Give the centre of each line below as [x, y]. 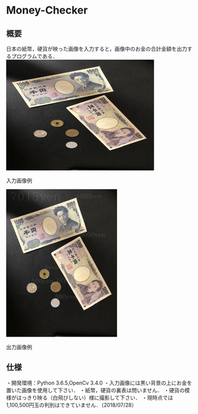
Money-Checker [47, 10]
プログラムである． [34, 56]
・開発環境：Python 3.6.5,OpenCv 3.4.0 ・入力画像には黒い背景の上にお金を [99, 383]
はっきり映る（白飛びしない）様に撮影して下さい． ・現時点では [95, 397]
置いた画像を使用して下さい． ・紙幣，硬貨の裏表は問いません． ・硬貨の [95, 390]
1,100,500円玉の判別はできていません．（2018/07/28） [72, 405]
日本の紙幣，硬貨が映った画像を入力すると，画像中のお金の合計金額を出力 [97, 49]
